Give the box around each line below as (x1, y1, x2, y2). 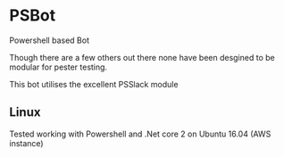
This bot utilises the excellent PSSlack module (9, 78, 179, 89)
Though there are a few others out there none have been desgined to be (9, 52, 275, 62)
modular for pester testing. (9, 62, 108, 72)
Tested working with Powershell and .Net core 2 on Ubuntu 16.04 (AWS (9, 128, 271, 139)
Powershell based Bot (9, 35, 89, 45)
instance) (9, 137, 44, 148)
